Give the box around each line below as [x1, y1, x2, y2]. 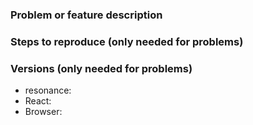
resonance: [24, 84, 72, 97]
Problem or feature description [10, 8, 163, 22]
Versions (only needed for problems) [10, 61, 193, 75]
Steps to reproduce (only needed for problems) [10, 34, 244, 48]
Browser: [24, 106, 63, 118]
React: [24, 95, 52, 107]
